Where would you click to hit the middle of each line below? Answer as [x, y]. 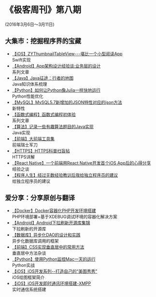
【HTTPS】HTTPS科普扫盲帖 [41, 150]
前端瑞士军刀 [25, 145]
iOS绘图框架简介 [28, 277]
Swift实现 [21, 60]
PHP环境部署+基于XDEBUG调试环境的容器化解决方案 [64, 216]
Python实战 [23, 265]
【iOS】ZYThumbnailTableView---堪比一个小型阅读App [67, 53]
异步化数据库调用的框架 [35, 241]
